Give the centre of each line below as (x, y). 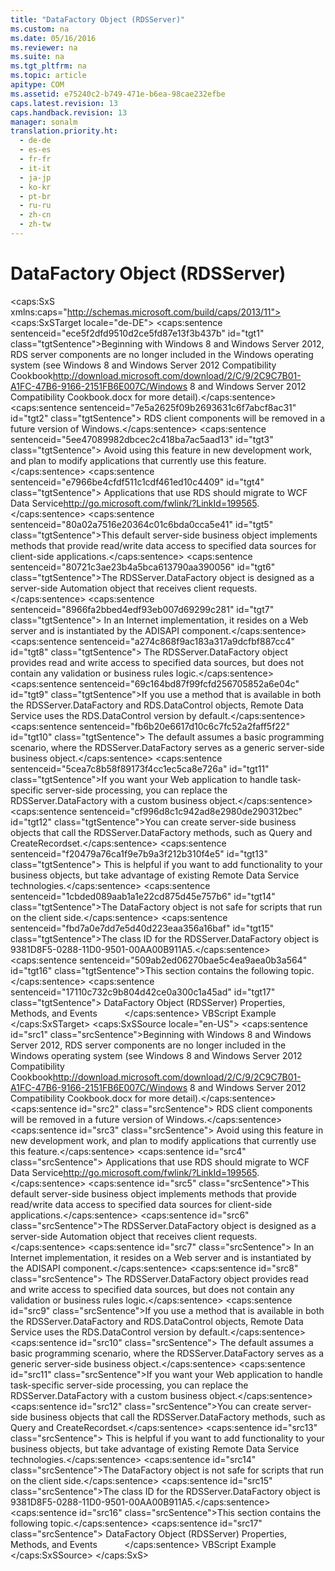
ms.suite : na (37, 57)
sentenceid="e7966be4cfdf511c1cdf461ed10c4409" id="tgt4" (137, 482)
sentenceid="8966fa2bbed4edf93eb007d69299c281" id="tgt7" (142, 609)
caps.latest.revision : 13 (64, 103)
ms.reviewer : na (44, 47)
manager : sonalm (44, 122)
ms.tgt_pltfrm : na (48, 66)
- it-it (35, 168)
